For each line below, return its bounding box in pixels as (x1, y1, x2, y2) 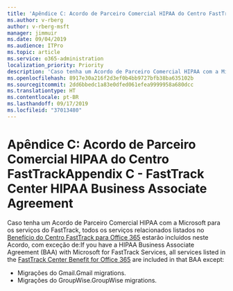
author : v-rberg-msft (7, 23, 70, 30)
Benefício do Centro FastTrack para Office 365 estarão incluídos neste (7, 233, 209, 241)
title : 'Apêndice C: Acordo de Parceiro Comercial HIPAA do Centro (7, 10, 207, 17)
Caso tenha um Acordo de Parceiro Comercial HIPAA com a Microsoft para (7, 218, 221, 227)
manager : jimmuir (7, 29, 58, 37)
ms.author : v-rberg (7, 17, 64, 24)
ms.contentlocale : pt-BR (7, 94, 79, 101)
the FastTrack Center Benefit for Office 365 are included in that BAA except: (7, 255, 225, 263)
